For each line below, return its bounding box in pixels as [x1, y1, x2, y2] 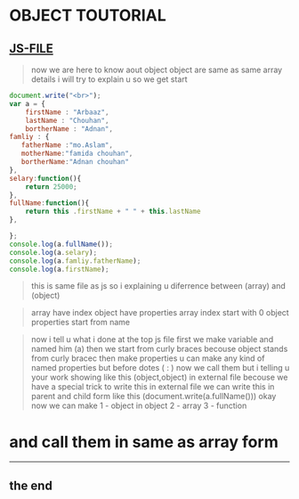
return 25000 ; [25, 182, 77, 192]
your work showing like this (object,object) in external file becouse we [30, 372, 288, 383]
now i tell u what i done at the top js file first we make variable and [30, 334, 274, 345]
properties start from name [30, 317, 131, 328]
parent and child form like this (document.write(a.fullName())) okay [30, 391, 277, 402]
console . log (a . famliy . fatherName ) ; [9, 256, 141, 266]
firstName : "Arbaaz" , [25, 108, 109, 117]
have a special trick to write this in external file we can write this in [30, 381, 275, 392]
